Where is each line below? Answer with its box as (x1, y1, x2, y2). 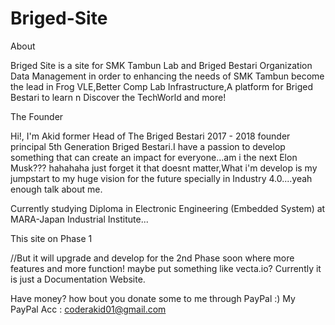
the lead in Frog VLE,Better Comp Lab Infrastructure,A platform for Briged (10, 80, 313, 92)
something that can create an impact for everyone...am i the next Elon (10, 151, 298, 163)
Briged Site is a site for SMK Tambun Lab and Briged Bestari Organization (10, 59, 313, 71)
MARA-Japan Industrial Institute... (10, 213, 149, 225)
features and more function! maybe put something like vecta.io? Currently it (10, 262, 322, 274)
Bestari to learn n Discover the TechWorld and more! (10, 91, 227, 103)
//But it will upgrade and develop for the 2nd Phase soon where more (10, 252, 295, 264)
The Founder (10, 110, 64, 122)
